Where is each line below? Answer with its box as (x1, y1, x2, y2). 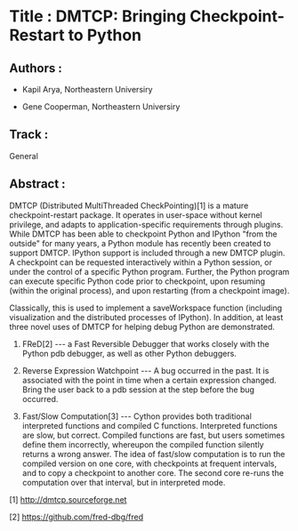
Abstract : (9, 176, 66, 192)
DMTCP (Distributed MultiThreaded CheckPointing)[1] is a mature (9, 200, 249, 211)
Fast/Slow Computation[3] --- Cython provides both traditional (21, 411, 252, 422)
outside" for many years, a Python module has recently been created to (9, 237, 271, 248)
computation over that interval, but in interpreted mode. (21, 477, 226, 487)
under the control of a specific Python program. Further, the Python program (9, 266, 290, 277)
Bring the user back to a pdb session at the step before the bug (21, 384, 255, 395)
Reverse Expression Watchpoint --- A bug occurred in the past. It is (21, 365, 270, 375)
